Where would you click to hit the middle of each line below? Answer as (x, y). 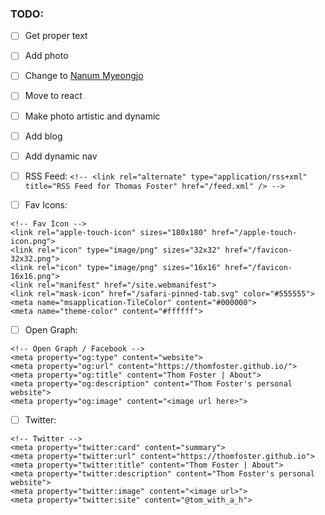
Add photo (46, 56)
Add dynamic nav (61, 156)
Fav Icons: (46, 204)
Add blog (43, 136)
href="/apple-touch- (254, 232)
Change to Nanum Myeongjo (84, 76)
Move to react (53, 96)
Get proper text (56, 36)
